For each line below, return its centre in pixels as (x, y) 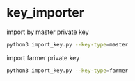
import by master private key (48, 32)
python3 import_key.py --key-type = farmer (67, 71)
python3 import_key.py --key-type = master (67, 44)
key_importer (46, 13)
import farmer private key (43, 57)
